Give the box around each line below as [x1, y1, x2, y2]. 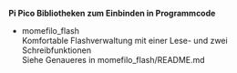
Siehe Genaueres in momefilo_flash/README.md [21, 55, 206, 65]
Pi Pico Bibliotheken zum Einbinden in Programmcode [8, 8, 216, 18]
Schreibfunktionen [21, 45, 92, 56]
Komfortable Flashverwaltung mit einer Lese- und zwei [21, 36, 229, 46]
